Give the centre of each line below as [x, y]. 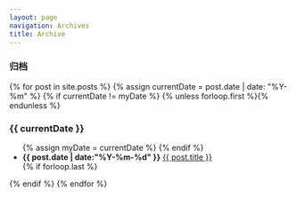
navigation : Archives [49, 26]
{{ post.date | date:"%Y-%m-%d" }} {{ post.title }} [117, 157]
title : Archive [37, 34]
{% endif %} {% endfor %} [58, 184]
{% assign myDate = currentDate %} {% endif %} [113, 147]
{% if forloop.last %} [60, 166]
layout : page [33, 17]
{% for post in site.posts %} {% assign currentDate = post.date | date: [137, 86]
